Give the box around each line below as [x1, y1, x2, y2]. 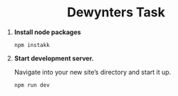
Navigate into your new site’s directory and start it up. [14, 68, 172, 76]
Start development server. [14, 54, 94, 63]
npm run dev [14, 81, 50, 89]
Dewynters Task [67, 4, 165, 21]
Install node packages [14, 28, 81, 36]
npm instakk [14, 41, 50, 48]
